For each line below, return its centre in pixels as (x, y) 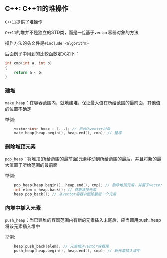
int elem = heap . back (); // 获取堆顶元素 (55, 190)
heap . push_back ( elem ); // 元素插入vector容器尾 (62, 246)
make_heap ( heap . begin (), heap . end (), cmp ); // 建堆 (68, 133)
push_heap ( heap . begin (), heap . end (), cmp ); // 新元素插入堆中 (77, 251)
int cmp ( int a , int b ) (29, 63)
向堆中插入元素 (23, 208)
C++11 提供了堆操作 (24, 22)
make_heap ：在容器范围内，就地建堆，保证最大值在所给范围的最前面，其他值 (83, 102)
